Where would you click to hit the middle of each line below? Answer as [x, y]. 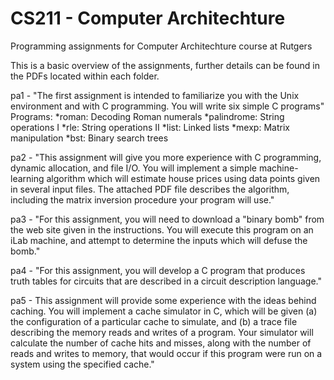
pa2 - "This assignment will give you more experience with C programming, [166, 157]
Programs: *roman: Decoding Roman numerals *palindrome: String [147, 116]
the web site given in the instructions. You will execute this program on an [162, 229]
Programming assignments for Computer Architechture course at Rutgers [161, 46]
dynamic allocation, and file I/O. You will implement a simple [134, 168]
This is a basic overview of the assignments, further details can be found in [165, 65]
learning [27, 178]
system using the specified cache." [82, 364]
